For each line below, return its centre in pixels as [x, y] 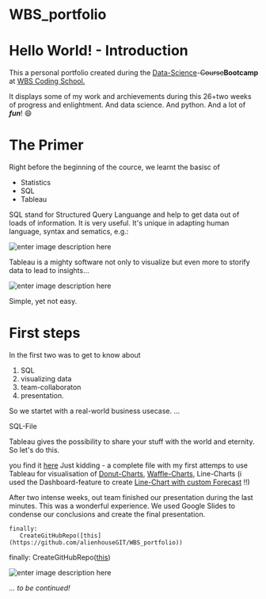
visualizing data [46, 379]
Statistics [36, 183]
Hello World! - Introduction [99, 51]
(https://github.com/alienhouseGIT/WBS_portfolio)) [96, 543]
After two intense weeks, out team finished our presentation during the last [131, 497]
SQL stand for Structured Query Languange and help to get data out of [124, 214]
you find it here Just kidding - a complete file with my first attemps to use [129, 465]
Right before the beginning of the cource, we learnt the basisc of [114, 167]
